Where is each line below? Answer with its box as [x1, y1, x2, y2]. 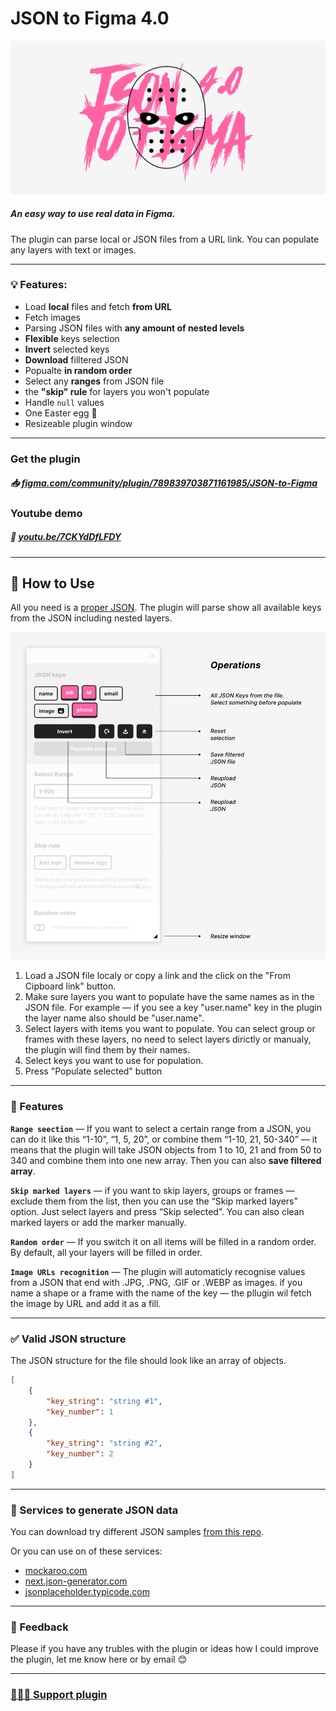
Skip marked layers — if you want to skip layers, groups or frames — [10, 1184, 295, 1196]
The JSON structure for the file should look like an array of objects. [10, 1355, 287, 1367]
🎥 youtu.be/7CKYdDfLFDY [10, 531, 122, 543]
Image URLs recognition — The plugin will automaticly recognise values [10, 1265, 306, 1277]
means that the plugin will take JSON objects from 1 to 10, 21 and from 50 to [10, 1143, 322, 1156]
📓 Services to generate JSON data [10, 1503, 179, 1517]
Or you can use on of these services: [10, 1545, 163, 1557]
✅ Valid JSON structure [10, 1332, 127, 1346]
